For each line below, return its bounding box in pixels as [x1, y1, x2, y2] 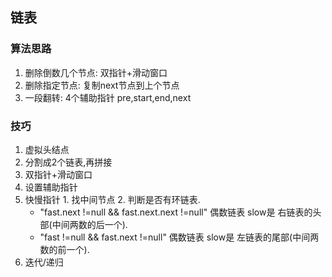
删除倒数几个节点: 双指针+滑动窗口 [24, 66, 168, 78]
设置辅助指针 [24, 181, 78, 193]
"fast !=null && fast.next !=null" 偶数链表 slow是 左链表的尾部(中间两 [39, 231, 320, 243]
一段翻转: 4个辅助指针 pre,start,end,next [24, 91, 192, 103]
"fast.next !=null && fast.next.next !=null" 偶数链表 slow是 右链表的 [39, 206, 313, 218]
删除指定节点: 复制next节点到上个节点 [24, 79, 180, 91]
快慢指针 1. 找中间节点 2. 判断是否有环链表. [24, 193, 201, 205]
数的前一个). [39, 243, 90, 255]
